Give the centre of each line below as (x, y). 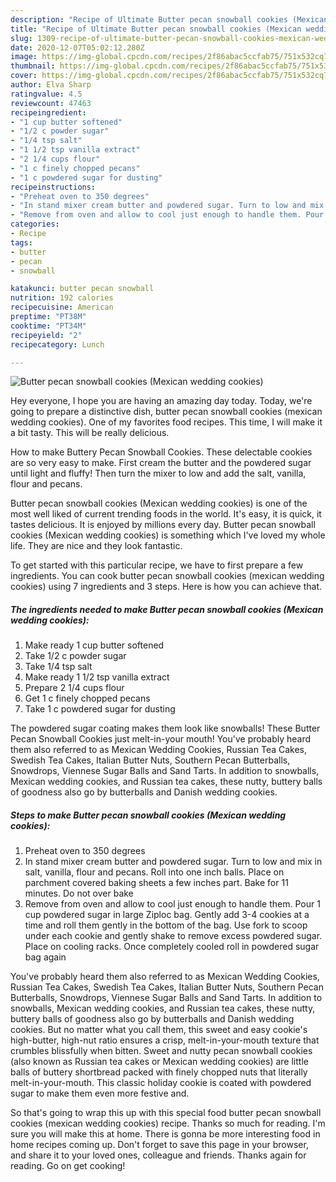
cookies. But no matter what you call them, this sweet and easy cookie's (159, 1030)
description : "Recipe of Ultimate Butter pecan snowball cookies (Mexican (169, 19)
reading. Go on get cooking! (68, 1166)
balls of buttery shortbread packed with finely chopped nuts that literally (159, 1072)
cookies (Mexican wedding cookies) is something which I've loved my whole (168, 535)
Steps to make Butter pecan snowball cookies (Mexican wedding (148, 815)
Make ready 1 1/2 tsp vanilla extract (97, 677)
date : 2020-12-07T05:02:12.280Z (77, 47)
